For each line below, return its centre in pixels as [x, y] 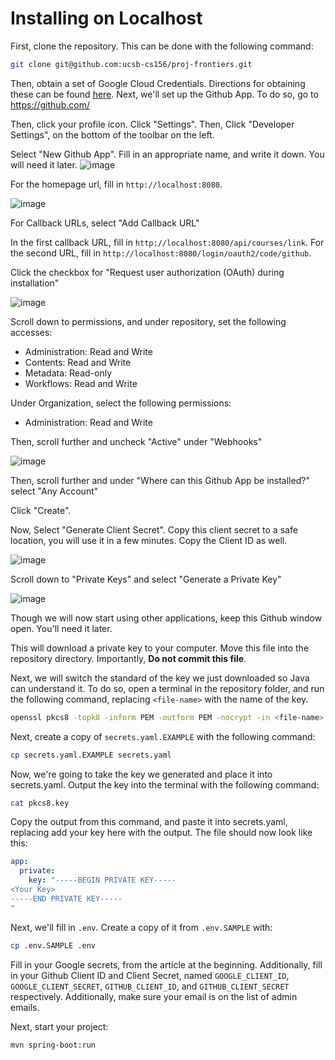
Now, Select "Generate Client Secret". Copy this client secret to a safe [154, 529]
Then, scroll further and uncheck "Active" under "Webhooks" [136, 441]
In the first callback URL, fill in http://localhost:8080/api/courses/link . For [167, 242]
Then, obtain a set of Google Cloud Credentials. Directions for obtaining [158, 83]
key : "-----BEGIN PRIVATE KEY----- [102, 880]
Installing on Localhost [106, 18]
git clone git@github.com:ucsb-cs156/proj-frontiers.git [131, 64]
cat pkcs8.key [40, 803]
